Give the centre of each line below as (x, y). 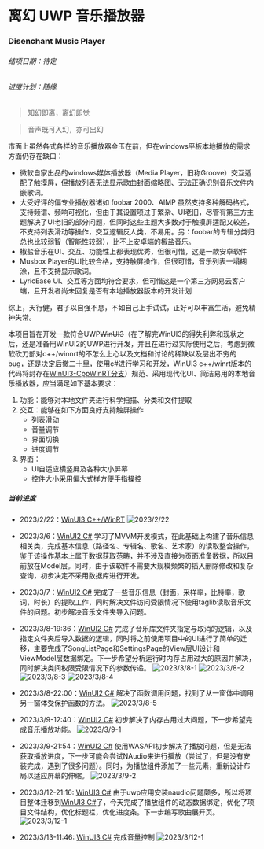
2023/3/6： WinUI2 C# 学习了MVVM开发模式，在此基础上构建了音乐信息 (136, 536)
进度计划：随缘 (32, 87)
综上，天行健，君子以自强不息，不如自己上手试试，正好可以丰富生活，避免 (128, 307)
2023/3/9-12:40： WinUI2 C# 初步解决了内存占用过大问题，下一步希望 (132, 719)
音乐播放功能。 (51, 729)
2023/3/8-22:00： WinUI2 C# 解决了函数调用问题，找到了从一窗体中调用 (136, 692)
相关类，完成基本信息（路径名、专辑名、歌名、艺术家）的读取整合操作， (136, 546)
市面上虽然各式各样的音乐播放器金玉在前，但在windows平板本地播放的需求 (129, 146)
